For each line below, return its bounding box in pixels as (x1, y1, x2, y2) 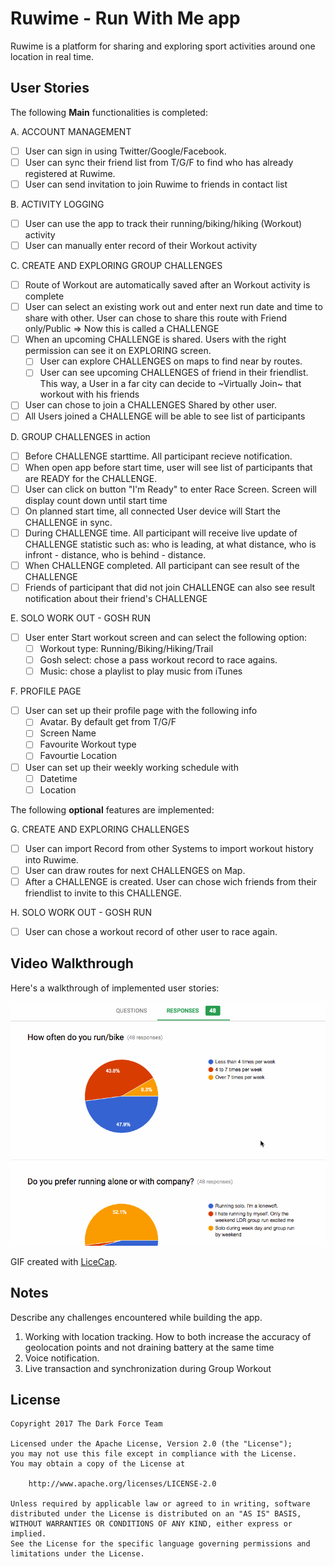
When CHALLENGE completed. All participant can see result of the (24, 559, 300, 571)
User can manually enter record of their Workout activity (24, 240, 258, 251)
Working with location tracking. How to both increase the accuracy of (24, 1330, 312, 1342)
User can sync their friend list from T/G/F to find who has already (24, 156, 294, 168)
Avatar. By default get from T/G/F (39, 716, 177, 728)
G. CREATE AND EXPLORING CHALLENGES (10, 823, 190, 835)
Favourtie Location (39, 750, 117, 762)
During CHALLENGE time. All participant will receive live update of (24, 527, 298, 539)
